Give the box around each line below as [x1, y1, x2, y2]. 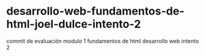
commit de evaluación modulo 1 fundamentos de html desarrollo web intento [6, 37, 199, 44]
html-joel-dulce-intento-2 [6, 17, 141, 31]
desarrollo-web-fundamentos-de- [6, 4, 185, 18]
